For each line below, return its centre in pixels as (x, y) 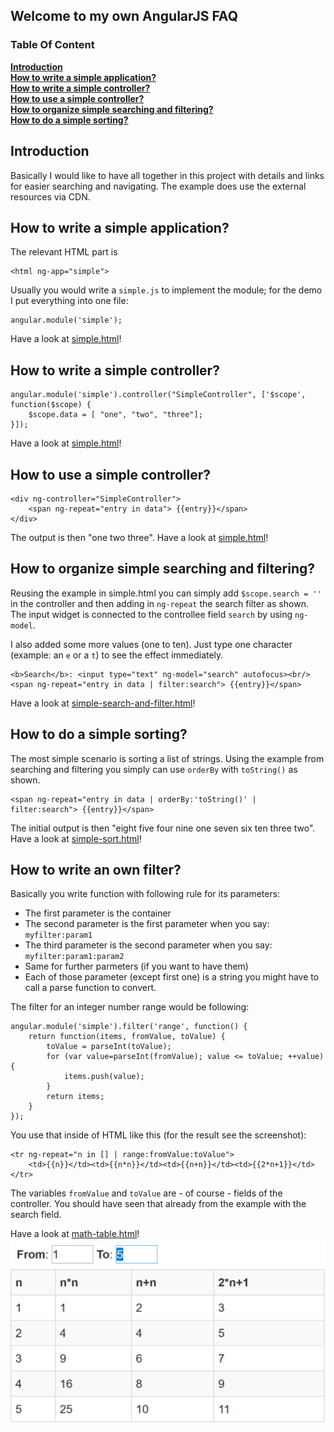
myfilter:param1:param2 (74, 957)
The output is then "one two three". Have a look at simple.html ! (139, 537)
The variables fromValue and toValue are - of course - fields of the (146, 1193)
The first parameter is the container (98, 913)
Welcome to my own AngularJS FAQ (124, 16)
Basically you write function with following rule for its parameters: (145, 894)
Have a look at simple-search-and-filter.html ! (103, 703)
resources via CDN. (50, 196)
